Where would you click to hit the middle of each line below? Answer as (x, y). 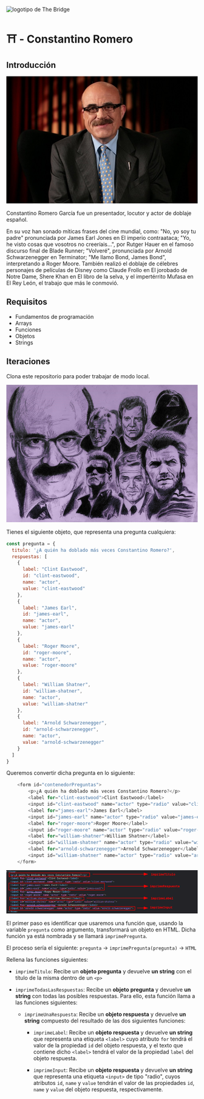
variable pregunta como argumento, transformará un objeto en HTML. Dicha (101, 930)
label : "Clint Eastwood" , (55, 570)
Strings (24, 342)
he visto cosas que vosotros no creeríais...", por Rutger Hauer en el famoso (100, 244)
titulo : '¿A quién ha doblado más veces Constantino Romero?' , (93, 550)
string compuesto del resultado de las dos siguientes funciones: (105, 1021)
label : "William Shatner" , (56, 685)
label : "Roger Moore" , (51, 646)
